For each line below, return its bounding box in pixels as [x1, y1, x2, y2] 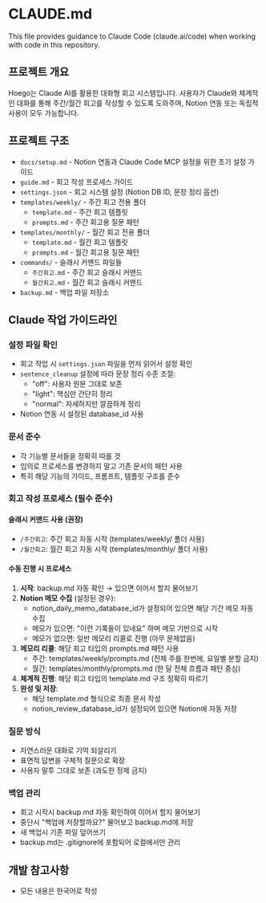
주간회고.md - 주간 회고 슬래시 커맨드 [31, 267, 143, 277]
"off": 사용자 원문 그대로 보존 [31, 379, 123, 389]
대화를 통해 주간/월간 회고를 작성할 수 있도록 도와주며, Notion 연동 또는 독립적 [16, 98, 259, 108]
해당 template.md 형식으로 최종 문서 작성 [31, 693, 162, 703]
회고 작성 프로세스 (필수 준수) [8, 493, 114, 505]
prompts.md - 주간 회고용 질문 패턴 [31, 217, 140, 227]
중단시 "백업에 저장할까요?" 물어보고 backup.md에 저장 [19, 817, 194, 827]
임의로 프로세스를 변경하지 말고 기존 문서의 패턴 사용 [19, 461, 183, 471]
